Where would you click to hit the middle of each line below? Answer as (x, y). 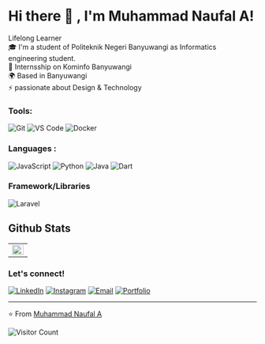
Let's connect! (37, 274)
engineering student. (42, 58)
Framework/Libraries (49, 187)
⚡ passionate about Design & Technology (75, 87)
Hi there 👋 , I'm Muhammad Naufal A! (131, 16)
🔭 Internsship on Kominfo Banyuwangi (70, 66)
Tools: (21, 111)
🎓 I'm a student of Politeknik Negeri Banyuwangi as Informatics (112, 47)
